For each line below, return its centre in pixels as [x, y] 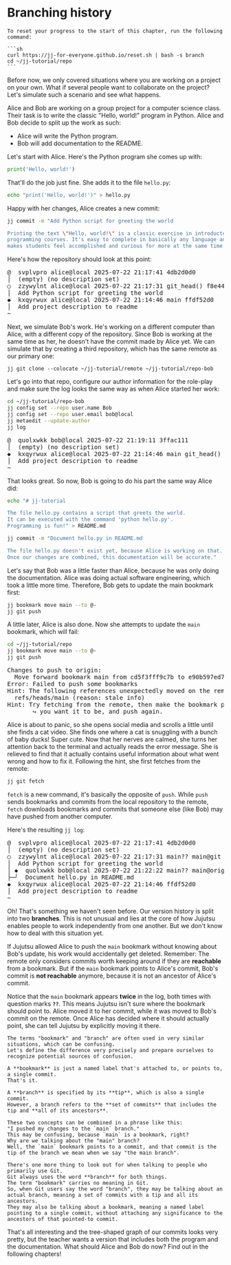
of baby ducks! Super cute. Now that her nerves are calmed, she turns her [112, 739]
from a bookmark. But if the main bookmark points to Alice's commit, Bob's [113, 968]
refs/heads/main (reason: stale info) [80, 698]
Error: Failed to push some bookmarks [73, 684]
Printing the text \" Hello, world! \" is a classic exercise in [100, 233]
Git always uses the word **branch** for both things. [87, 1177]
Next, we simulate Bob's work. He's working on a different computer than [111, 327]
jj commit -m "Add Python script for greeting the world [90, 221]
